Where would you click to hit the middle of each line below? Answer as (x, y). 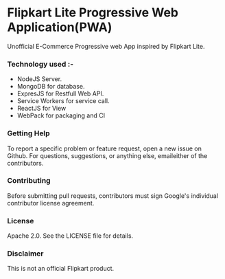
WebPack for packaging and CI (61, 115)
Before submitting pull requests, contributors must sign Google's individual (113, 196)
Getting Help (28, 133)
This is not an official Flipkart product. (61, 269)
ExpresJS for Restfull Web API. (60, 93)
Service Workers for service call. (63, 101)
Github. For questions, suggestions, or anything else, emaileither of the (107, 155)
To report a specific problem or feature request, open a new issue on (105, 148)
